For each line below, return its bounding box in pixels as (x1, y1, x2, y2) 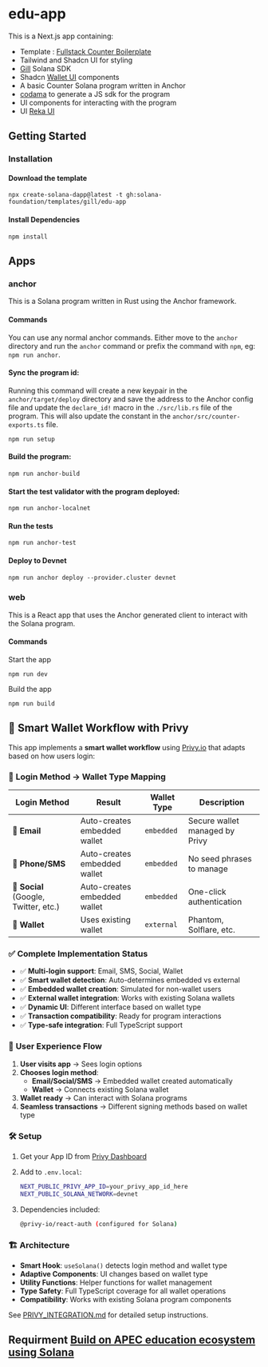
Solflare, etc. (187, 925, 235, 936)
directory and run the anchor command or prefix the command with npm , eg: (8, 341, 256, 350)
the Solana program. (8, 618, 76, 628)
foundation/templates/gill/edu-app (8, 198, 127, 206)
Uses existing (80, 914, 132, 925)
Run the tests (8, 521, 53, 530)
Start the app (8, 655, 52, 665)
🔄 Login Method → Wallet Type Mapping (8, 771, 166, 782)
